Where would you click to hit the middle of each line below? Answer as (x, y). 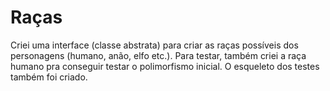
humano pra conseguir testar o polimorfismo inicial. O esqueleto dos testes (165, 66)
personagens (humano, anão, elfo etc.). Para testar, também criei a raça (158, 55)
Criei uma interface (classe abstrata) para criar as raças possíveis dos (154, 45)
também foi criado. (49, 77)
